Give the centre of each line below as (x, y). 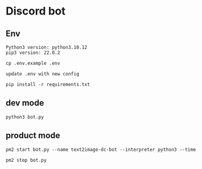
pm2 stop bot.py (26, 160)
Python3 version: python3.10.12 (46, 47)
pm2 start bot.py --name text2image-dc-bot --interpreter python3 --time (101, 150)
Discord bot (36, 11)
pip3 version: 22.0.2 (33, 53)
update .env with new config (42, 74)
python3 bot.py (25, 117)
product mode (33, 135)
